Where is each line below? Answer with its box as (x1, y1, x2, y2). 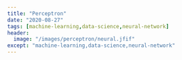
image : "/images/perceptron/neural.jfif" (13, 36, 135, 43)
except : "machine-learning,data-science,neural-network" (7, 42, 176, 49)
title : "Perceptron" (7, 10, 67, 17)
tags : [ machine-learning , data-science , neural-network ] (7, 23, 169, 30)
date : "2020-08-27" (7, 17, 64, 23)
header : (7, 29, 30, 37)
